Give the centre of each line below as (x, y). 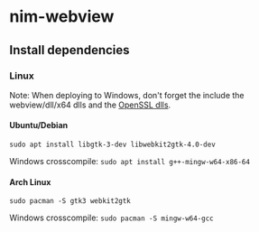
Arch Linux (30, 181)
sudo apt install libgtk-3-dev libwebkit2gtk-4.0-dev (113, 145)
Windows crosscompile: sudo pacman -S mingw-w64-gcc (111, 218)
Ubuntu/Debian (39, 125)
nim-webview (62, 17)
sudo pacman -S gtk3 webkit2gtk (70, 201)
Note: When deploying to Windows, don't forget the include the (127, 95)
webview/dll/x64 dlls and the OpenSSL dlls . (90, 105)
